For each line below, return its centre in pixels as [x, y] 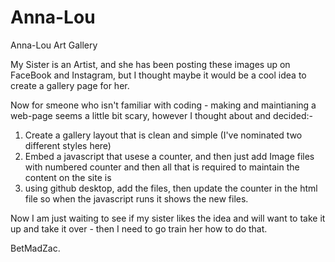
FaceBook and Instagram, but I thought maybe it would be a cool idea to [158, 75]
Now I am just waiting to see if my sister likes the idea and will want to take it [168, 218]
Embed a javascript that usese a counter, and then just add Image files [169, 156]
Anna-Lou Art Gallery [54, 45]
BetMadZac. [35, 248]
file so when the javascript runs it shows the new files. [136, 198]
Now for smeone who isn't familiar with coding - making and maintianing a [163, 105]
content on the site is [68, 177]
